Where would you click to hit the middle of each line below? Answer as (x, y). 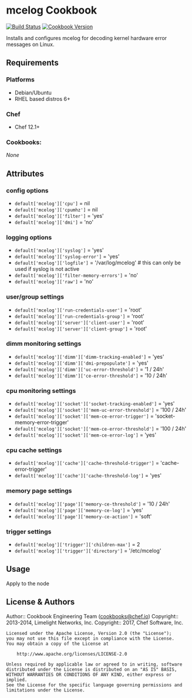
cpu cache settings (34, 450)
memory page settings (39, 491)
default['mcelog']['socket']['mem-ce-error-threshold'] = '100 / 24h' (100, 429)
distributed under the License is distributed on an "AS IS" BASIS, (92, 669)
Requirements (32, 63)
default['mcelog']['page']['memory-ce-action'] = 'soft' (83, 516)
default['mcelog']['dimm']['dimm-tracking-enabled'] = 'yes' (89, 356)
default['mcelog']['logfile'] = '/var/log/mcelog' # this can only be (97, 263)
